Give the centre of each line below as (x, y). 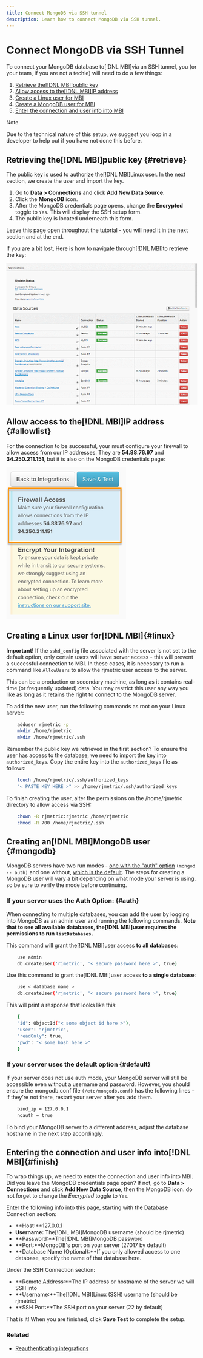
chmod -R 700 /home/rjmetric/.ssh (61, 823)
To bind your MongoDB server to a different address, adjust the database (98, 1127)
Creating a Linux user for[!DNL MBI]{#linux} (91, 636)
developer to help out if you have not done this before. (74, 141)
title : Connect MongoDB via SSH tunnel (57, 13)
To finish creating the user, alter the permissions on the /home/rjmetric (95, 798)
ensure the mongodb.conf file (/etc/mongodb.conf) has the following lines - (101, 1090)
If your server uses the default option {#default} (78, 1064)
